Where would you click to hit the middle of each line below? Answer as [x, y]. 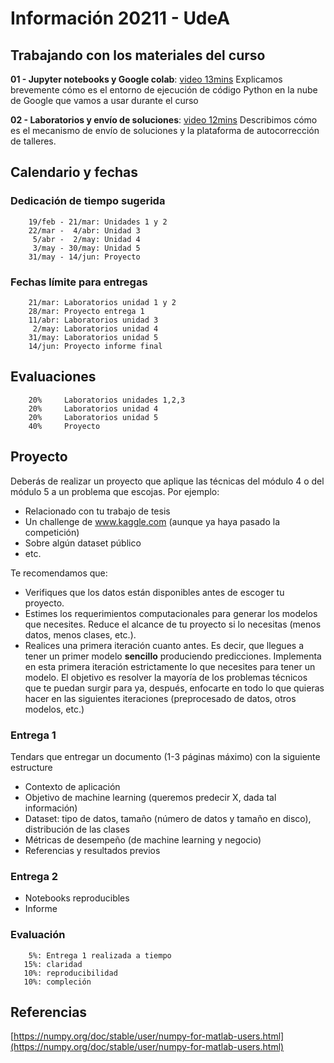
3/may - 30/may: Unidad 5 [86, 248]
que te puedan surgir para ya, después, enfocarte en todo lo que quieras [174, 688]
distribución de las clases [77, 829]
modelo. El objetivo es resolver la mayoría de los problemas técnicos [166, 677]
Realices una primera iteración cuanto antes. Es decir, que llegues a [164, 645]
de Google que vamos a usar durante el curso [104, 100]
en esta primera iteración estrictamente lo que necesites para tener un [170, 666]
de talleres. [33, 141]
